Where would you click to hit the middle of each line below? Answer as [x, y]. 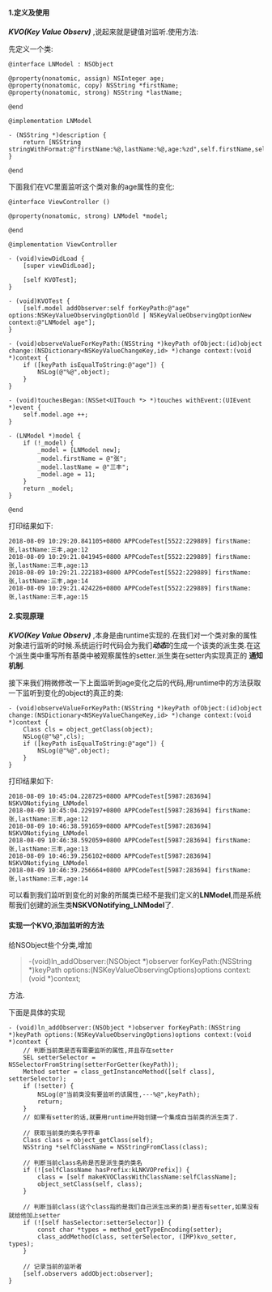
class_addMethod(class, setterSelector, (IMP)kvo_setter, [137, 1237]
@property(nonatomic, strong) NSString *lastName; [96, 93]
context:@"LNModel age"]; [52, 323]
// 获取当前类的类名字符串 [62, 1133]
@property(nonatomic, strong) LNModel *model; [88, 216]
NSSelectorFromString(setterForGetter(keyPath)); [94, 1064]
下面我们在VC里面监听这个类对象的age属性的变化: [92, 187]
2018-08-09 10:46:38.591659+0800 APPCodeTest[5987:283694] [110, 826]
